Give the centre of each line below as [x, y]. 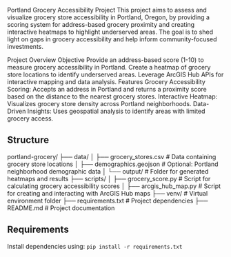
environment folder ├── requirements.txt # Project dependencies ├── [108, 201]
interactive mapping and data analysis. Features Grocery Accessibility [106, 82]
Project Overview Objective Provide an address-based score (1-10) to [106, 60]
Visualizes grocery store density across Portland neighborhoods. [99, 104]
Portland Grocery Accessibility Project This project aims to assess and [107, 10]
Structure [28, 140]
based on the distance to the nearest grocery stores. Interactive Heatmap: [112, 96]
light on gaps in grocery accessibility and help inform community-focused [112, 39]
